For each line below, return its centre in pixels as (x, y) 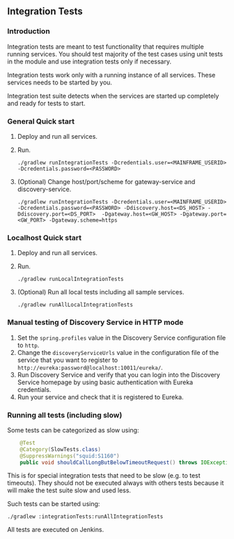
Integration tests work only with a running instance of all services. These (111, 75)
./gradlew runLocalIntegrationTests (70, 279)
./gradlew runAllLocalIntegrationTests (75, 305)
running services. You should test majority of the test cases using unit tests (115, 54)
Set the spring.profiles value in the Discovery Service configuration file (122, 337)
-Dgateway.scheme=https (83, 220)
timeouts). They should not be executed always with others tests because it (116, 483)
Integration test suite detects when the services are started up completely (113, 96)
